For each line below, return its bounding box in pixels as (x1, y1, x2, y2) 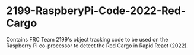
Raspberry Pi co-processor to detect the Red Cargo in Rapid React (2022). (6, 42, 189, 49)
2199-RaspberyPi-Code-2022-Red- (6, 4, 186, 18)
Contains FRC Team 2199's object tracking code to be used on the (6, 36, 168, 43)
